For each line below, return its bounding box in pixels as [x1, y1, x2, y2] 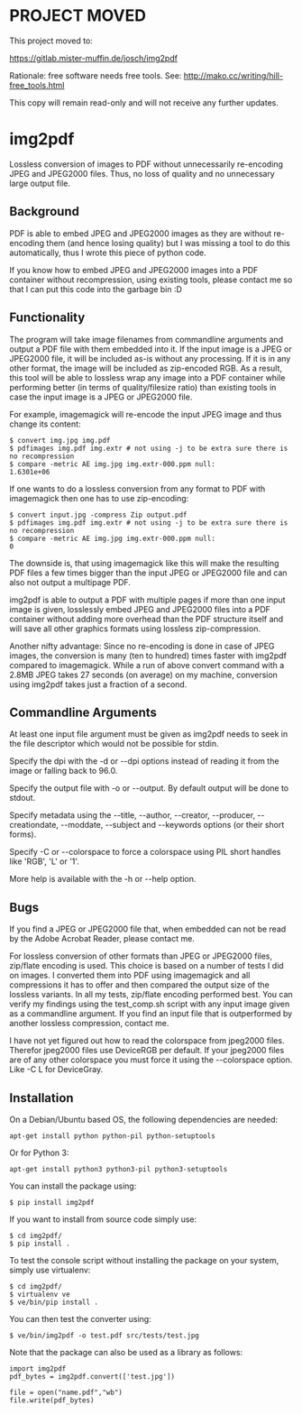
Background [9, 204, 79, 219]
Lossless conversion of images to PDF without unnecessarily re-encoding [9, 159, 284, 170]
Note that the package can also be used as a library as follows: [9, 1346, 243, 1357]
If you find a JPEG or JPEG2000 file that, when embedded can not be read [9, 923, 287, 934]
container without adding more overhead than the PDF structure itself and [9, 613, 284, 624]
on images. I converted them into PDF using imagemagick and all [9, 970, 251, 981]
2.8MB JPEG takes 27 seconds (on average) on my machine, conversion [9, 669, 278, 680]
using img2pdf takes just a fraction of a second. [9, 678, 188, 690]
